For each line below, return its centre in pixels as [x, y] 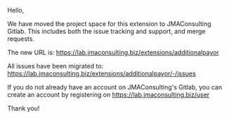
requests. [21, 39]
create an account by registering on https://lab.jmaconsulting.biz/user [109, 95]
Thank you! [24, 108]
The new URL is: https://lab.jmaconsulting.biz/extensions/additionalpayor [113, 52]
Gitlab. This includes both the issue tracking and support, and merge [106, 31]
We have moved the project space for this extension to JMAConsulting [110, 24]
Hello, [16, 10]
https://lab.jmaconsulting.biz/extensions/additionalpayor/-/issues [102, 74]
